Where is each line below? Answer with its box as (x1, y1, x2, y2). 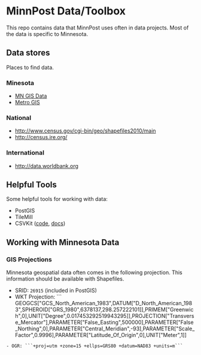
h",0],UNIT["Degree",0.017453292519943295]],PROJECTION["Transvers (14, 312, 194, 320)
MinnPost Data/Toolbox (6, 4, 126, 18)
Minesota (6, 79, 35, 87)
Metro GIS (14, 99, 40, 106)
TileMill (14, 213, 33, 221)
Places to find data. (6, 64, 54, 71)
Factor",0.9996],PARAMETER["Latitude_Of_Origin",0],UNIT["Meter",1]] (14, 332, 187, 339)
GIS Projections (6, 255, 52, 263)
